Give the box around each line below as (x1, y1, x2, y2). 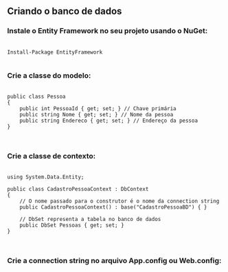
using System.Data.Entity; (7, 174, 84, 181)
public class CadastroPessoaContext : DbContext (7, 186, 149, 193)
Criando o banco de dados (7, 6, 122, 17)
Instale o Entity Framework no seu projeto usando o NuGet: (7, 26, 208, 36)
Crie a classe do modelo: (7, 70, 91, 80)
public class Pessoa (7, 93, 67, 100)
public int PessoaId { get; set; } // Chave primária (19, 105, 176, 112)
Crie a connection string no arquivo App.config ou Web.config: (7, 256, 222, 266)
